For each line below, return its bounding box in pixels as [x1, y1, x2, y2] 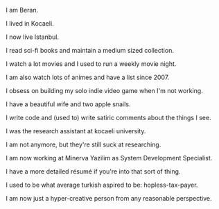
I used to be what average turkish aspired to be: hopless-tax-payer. [6, 181, 198, 189]
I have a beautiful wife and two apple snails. [6, 100, 131, 108]
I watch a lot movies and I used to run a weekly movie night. [6, 60, 177, 68]
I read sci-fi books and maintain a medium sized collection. [6, 47, 174, 54]
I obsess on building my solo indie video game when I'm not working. [6, 87, 203, 94]
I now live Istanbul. [6, 33, 60, 41]
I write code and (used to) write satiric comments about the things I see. [6, 114, 211, 122]
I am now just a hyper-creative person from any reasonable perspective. [6, 194, 212, 202]
